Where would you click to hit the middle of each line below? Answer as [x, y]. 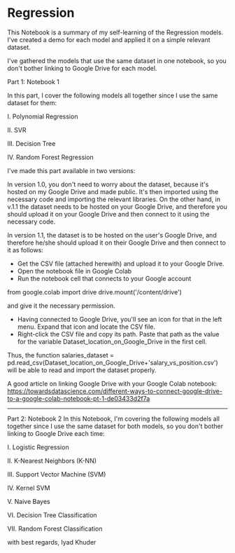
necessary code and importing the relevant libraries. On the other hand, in [114, 199]
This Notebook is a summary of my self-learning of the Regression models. [115, 32]
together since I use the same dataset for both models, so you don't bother [115, 426]
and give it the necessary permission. [61, 306]
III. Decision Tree [31, 143]
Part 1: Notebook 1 [33, 81]
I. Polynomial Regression [43, 116]
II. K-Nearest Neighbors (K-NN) [52, 460]
